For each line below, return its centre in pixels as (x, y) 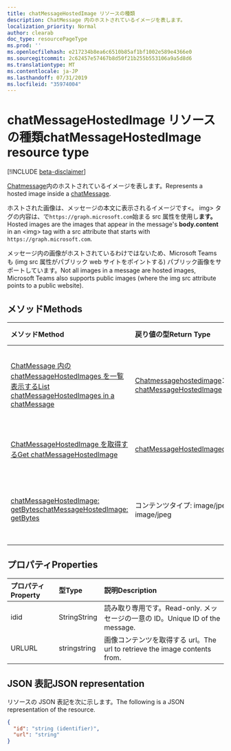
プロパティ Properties (53, 565)
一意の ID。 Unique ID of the (176, 618)
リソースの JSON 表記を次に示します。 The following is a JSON (96, 701)
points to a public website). (45, 286)
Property (25, 595)
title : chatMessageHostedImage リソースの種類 (71, 13)
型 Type (70, 590)
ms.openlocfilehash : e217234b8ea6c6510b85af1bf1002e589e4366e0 (100, 52)
